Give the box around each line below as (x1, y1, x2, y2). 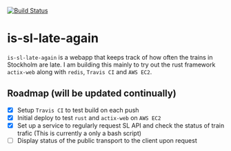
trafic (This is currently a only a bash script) (17, 129, 142, 137)
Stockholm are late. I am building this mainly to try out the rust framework (7, 60, 216, 69)
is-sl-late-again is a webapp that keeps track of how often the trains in (7, 53, 213, 61)
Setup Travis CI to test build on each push (17, 106, 139, 114)
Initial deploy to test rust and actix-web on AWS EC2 (17, 113, 161, 121)
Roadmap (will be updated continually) (7, 88, 177, 100)
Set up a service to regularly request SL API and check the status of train (17, 121, 225, 130)
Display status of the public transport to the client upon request (17, 136, 198, 144)
